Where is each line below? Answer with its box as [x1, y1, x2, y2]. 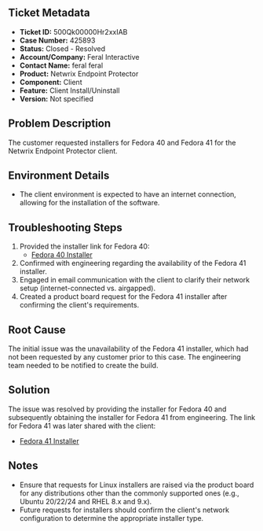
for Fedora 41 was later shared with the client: [8, 421, 156, 430]
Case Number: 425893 [19, 35, 96, 45]
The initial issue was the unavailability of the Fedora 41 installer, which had [8, 344, 249, 353]
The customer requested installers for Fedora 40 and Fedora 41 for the [8, 138, 236, 147]
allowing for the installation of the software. [19, 198, 160, 208]
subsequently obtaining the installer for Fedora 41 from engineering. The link [8, 412, 256, 422]
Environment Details [8, 169, 110, 183]
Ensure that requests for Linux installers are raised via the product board [19, 480, 254, 489]
